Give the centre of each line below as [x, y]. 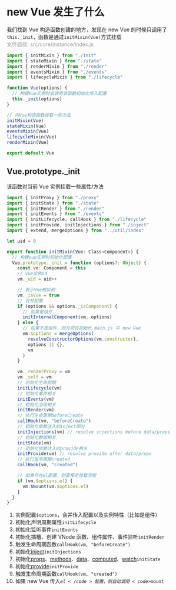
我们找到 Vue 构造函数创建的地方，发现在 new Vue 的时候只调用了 [87, 29]
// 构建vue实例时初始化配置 [42, 257]
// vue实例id [32, 274]
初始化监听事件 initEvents [47, 530]
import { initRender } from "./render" [56, 209]
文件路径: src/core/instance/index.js [50, 44]
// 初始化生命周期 [37, 383]
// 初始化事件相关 [37, 393]
